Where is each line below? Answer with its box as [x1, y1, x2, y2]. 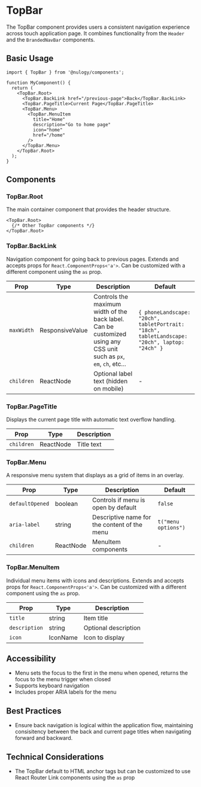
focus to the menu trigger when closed [14, 676, 111, 683]
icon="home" [32, 127, 63, 133]
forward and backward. [14, 734, 73, 742]
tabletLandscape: [138, 333, 188, 340]
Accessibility [6, 654, 56, 664]
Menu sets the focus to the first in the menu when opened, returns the [14, 669, 188, 676]
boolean [54, 500, 78, 508]
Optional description [83, 623, 141, 632]
